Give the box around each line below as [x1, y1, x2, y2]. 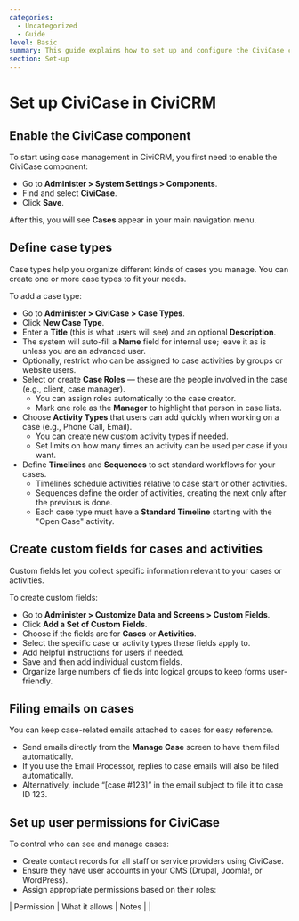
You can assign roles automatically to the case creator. [35, 392, 237, 403]
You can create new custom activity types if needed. [35, 431, 229, 441]
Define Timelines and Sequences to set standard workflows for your [21, 459, 276, 470]
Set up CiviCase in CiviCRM [9, 93, 216, 113]
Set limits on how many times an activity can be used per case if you [35, 440, 287, 450]
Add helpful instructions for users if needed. [21, 647, 185, 658]
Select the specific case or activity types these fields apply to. [21, 637, 251, 648]
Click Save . [21, 198, 65, 207]
